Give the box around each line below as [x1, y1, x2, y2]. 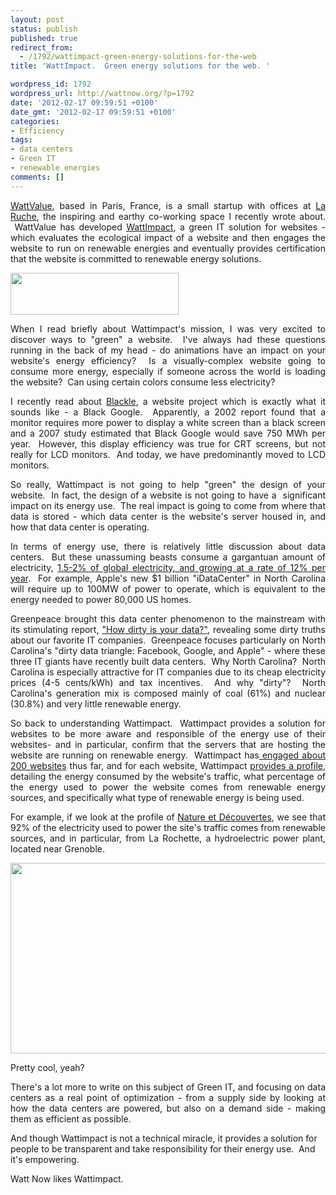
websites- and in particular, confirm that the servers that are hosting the [10, 738, 326, 750]
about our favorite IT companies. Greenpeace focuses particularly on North [10, 634, 326, 646]
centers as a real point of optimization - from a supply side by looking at [10, 1091, 326, 1103]
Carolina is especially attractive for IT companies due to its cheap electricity [10, 666, 326, 678]
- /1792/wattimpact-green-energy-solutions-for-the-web [19, 52, 257, 62]
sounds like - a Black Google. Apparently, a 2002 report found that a [10, 406, 326, 418]
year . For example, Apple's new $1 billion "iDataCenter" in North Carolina [10, 572, 326, 584]
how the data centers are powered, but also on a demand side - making [10, 1102, 326, 1114]
